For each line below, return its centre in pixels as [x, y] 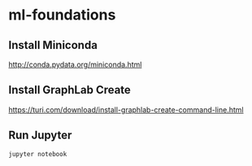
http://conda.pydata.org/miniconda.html [75, 64]
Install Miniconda [53, 45]
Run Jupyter [40, 135]
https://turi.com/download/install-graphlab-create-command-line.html [126, 109]
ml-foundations [62, 15]
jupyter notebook [38, 154]
